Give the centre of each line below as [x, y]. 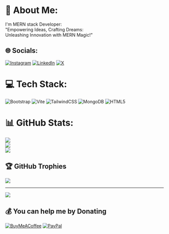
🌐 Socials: [22, 51]
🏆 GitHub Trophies [36, 166]
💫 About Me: [32, 10]
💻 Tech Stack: [36, 84]
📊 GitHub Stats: [39, 123]
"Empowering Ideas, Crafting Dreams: [45, 29]
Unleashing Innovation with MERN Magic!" [49, 35]
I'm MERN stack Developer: [33, 24]
